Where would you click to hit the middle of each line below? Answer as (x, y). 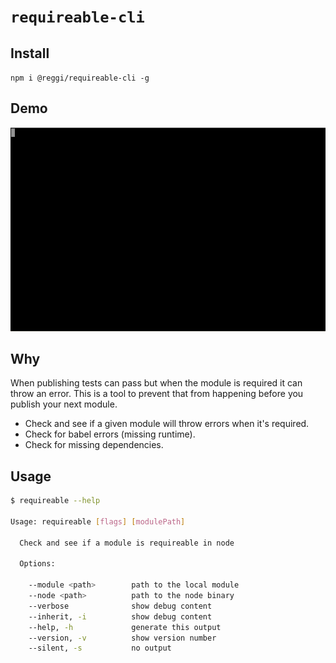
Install (30, 53)
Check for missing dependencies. (94, 445)
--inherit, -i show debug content (120, 616)
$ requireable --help (55, 501)
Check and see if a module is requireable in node (127, 543)
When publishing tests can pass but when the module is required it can (156, 383)
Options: (37, 564)
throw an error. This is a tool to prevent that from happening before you (157, 394)
